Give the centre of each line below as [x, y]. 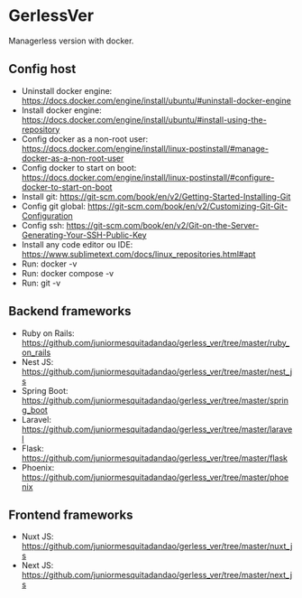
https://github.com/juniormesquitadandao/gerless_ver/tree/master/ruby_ [156, 342]
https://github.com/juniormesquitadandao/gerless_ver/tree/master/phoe [155, 477]
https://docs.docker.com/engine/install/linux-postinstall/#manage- [145, 148]
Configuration [47, 215]
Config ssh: [43, 225]
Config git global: [54, 206]
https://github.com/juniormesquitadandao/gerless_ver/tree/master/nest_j [157, 371]
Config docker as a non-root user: [85, 139]
